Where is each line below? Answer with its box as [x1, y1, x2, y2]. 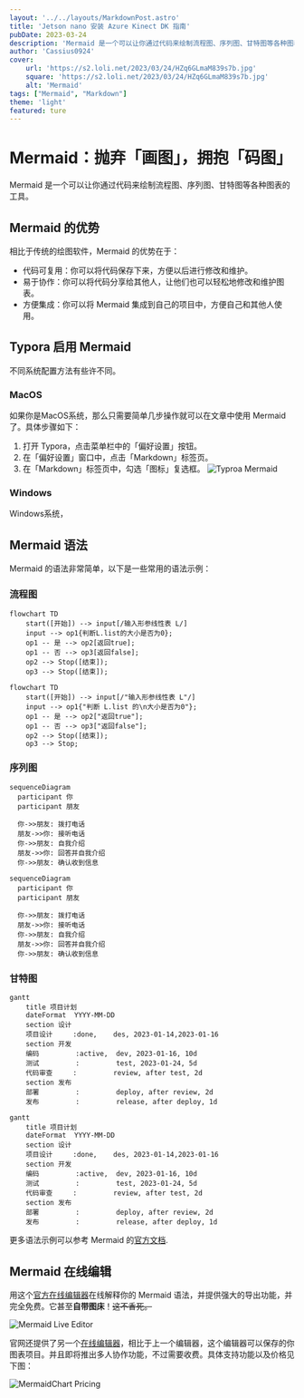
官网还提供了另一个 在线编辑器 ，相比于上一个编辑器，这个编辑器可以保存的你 [9, 1337, 295, 1348]
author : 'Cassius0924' [9, 47, 95, 56]
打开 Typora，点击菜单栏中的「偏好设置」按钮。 [22, 441, 202, 451]
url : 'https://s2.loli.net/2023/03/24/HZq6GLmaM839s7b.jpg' [25, 64, 257, 73]
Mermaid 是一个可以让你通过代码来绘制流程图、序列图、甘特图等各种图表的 [9, 180, 291, 190]
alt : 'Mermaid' [25, 81, 83, 90]
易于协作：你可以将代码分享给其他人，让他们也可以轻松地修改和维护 [22, 277, 277, 286]
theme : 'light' [9, 97, 67, 107]
